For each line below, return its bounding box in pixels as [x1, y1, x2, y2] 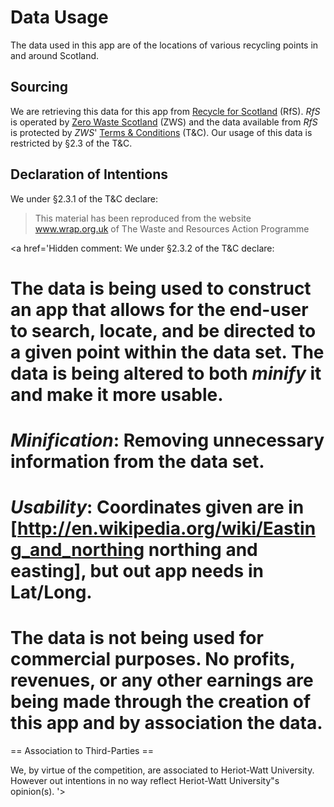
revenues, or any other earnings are [10, 669, 314, 692]
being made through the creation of [10, 691, 312, 713]
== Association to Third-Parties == [10, 745, 154, 757]
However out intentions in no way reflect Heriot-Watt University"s [10, 775, 280, 787]
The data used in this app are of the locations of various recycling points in [10, 39, 319, 51]
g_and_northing [10, 539, 145, 561]
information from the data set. [10, 450, 265, 473]
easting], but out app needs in [10, 560, 264, 583]
